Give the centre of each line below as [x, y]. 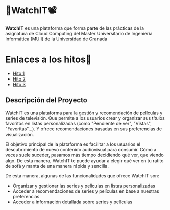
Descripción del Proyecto [46, 100]
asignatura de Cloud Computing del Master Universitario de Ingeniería [79, 33]
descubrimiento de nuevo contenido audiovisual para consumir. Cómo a [81, 149]
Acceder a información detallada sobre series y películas [72, 202]
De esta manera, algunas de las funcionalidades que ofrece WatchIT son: [82, 176]
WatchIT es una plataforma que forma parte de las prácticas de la [75, 28]
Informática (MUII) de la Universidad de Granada [56, 39]
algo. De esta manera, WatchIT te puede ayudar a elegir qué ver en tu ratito [84, 160]
